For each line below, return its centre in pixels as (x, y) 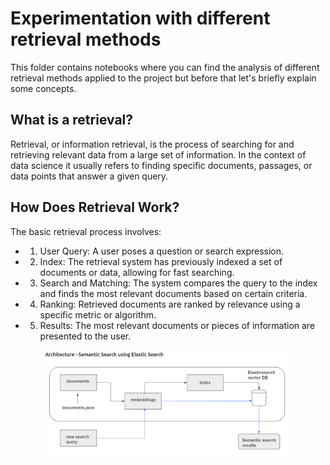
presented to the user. (85, 336)
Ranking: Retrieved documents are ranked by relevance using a (170, 304)
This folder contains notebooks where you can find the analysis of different (165, 67)
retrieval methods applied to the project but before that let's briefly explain (163, 78)
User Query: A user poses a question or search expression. (162, 251)
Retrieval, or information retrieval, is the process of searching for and (152, 144)
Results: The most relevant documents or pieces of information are (177, 325)
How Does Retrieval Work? (95, 207)
